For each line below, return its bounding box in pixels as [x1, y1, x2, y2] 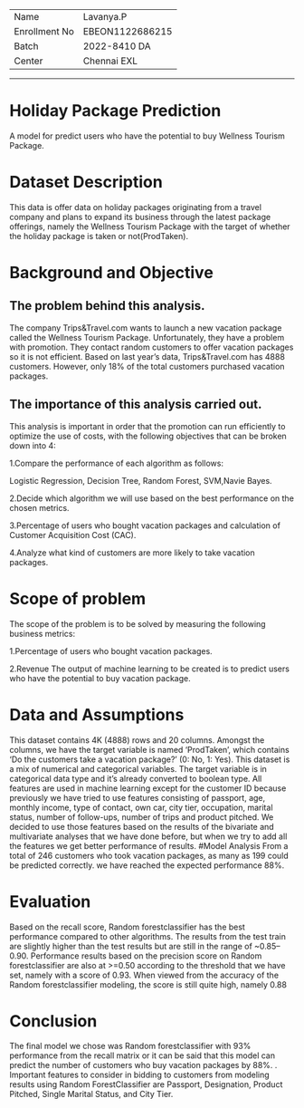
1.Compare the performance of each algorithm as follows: [9, 458, 224, 468]
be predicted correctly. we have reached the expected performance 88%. [9, 860, 285, 871]
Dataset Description [9, 172, 163, 193]
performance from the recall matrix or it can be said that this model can [9, 1050, 276, 1061]
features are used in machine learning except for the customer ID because [9, 783, 287, 794]
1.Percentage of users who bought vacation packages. [9, 645, 213, 656]
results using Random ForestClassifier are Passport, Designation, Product [9, 1079, 283, 1090]
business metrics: [9, 628, 76, 639]
